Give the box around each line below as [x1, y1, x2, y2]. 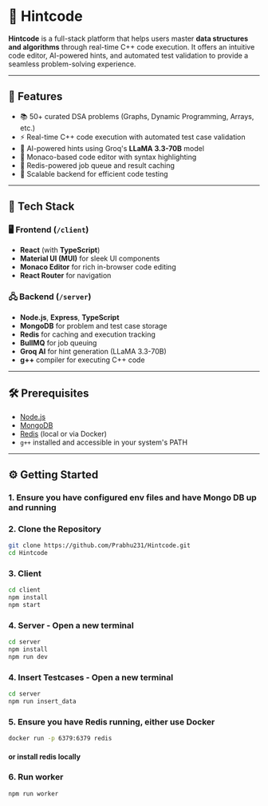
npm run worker [8, 789, 59, 798]
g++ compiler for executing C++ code [19, 355, 145, 365]
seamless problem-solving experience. [8, 59, 136, 69]
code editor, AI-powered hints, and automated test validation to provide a [8, 50, 249, 60]
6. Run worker [8, 772, 64, 783]
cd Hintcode [8, 549, 48, 557]
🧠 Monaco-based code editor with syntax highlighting [19, 152, 197, 162]
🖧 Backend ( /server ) [8, 291, 92, 302]
